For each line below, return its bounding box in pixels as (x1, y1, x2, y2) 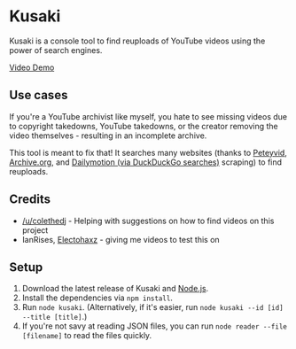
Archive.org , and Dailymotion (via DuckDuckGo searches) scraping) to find (9, 157, 282, 167)
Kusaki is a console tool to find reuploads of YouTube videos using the (9, 35, 266, 46)
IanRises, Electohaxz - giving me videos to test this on (21, 234, 220, 244)
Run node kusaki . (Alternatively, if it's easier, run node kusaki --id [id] (21, 302, 284, 313)
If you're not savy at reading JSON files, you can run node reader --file (21, 321, 288, 331)
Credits (9, 192, 51, 207)
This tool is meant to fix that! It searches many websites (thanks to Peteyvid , (9, 147, 288, 158)
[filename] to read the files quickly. (21, 330, 152, 341)
